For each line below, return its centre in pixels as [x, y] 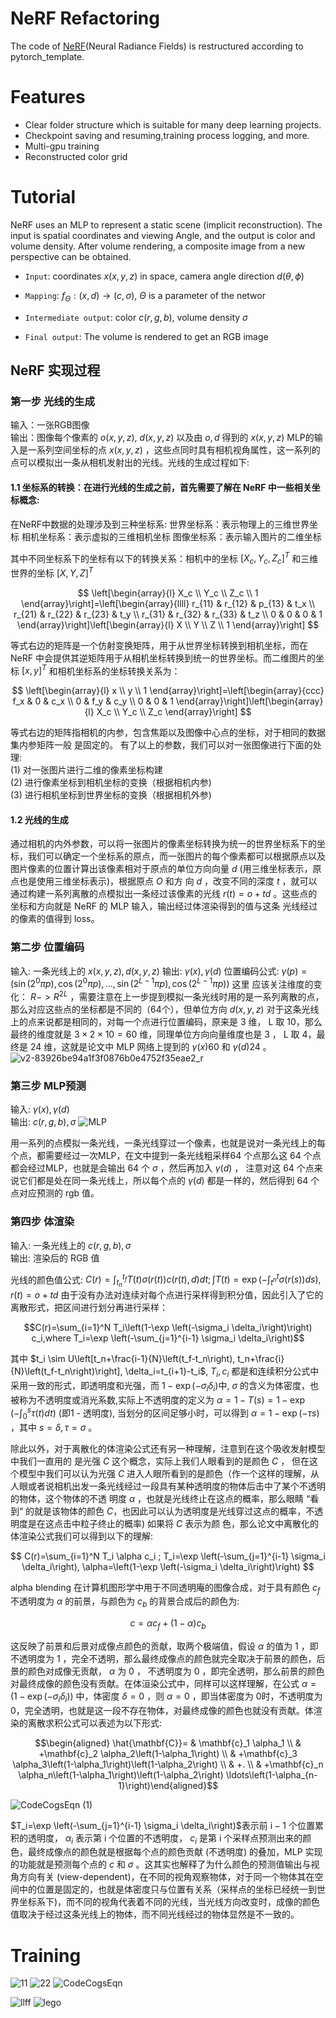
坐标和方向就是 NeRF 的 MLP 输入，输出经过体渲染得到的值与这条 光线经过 [164, 906]
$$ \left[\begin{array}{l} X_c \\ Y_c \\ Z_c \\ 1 [168, 593]
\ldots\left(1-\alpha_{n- [271, 1774]
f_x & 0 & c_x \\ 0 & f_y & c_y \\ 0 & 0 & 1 [93, 701]
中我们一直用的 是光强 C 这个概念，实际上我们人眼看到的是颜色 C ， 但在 [160, 1461]
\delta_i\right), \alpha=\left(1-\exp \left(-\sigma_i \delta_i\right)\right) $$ [168, 1566]
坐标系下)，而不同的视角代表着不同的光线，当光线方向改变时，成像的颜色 [169, 1902]
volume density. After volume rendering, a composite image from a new [158, 246]
